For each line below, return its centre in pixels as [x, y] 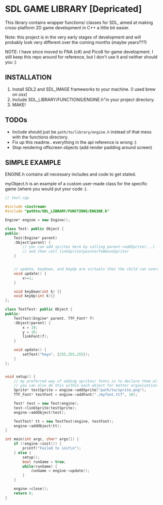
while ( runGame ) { [40, 466]
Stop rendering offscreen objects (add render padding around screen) [82, 147]
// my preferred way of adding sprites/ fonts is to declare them [82, 381]
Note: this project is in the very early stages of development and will [73, 37]
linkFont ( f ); [36, 337]
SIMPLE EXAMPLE [33, 163]
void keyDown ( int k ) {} [38, 291]
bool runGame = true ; [44, 462]
